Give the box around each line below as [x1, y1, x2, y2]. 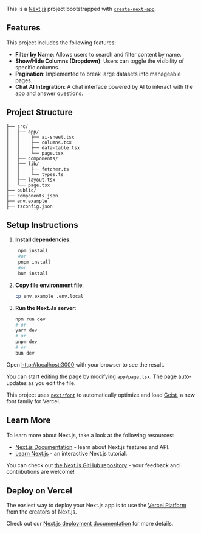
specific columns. [15, 63, 60, 71]
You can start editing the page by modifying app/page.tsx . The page [6, 373, 177, 380]
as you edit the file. [28, 379, 76, 386]
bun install [18, 270, 49, 277]
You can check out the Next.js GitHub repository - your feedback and [6, 461, 180, 468]
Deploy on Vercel [6, 485, 73, 496]
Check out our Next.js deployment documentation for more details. [6, 520, 174, 528]
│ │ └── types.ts [6, 171, 64, 177]
